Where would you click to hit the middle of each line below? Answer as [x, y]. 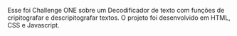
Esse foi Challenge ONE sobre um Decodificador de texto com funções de [116, 10]
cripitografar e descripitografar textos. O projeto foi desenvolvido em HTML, [119, 18]
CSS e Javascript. [33, 25]
